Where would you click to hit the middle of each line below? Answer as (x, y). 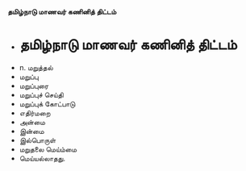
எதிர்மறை (35, 113)
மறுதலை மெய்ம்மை (48, 149)
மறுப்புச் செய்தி (41, 94)
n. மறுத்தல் (36, 67)
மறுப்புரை (34, 85)
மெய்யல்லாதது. (42, 158)
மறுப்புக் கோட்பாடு (47, 103)
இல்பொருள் (38, 140)
